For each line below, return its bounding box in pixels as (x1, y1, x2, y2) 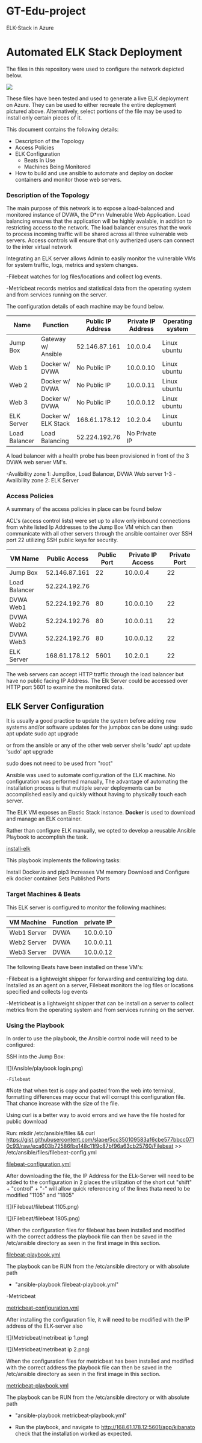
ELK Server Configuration (6, 701, 104, 711)
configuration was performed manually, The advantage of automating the (6, 778, 188, 785)
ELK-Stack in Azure (6, 24, 54, 31)
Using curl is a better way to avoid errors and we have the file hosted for (6, 1111, 185, 1118)
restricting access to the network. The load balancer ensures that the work (6, 224, 191, 231)
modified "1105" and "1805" (6, 1191, 75, 1198)
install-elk (6, 845, 31, 853)
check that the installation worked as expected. (14, 1430, 132, 1437)
